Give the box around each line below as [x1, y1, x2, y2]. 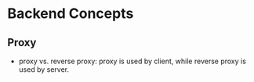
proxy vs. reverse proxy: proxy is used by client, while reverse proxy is [18, 56, 246, 66]
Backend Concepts [7, 5, 134, 23]
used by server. [18, 65, 70, 74]
